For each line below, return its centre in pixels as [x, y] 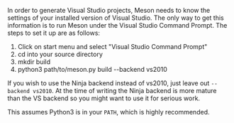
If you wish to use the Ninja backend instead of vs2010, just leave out [108, 83]
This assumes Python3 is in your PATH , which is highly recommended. [108, 112]
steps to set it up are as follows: [54, 33]
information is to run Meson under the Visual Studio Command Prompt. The [117, 25]
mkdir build [34, 62]
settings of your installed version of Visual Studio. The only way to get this [116, 18]
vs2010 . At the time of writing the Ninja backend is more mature [125, 91]
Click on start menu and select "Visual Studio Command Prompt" [112, 47]
